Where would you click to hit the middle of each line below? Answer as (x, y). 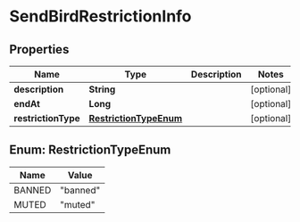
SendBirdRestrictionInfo (100, 16)
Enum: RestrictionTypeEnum (90, 150)
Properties (39, 49)
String (102, 89)
